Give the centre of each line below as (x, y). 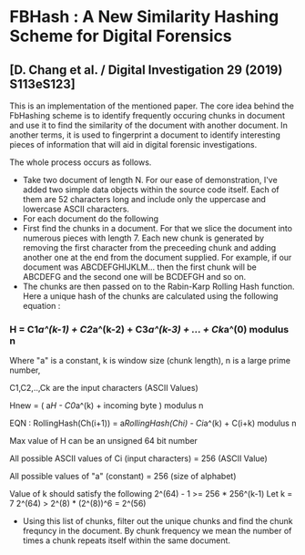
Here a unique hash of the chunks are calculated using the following (150, 296)
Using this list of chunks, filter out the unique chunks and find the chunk (158, 521)
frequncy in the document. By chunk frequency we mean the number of (157, 531)
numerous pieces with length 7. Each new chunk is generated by (143, 238)
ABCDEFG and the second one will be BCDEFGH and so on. (134, 277)
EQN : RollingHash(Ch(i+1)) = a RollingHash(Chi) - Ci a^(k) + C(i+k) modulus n (153, 423)
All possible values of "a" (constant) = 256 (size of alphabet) (123, 477)
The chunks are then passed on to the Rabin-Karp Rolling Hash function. (158, 286)
